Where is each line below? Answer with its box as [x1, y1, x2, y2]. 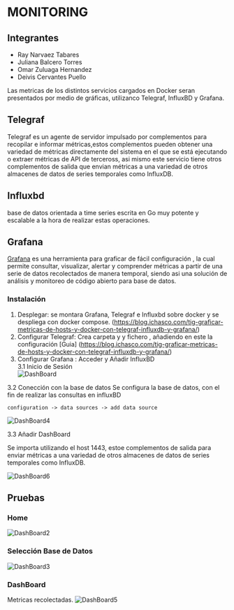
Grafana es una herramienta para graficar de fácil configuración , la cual [7, 254, 215, 263]
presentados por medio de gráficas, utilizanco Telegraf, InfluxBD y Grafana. [7, 94, 225, 102]
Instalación [7, 294, 46, 304]
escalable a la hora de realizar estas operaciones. [7, 216, 150, 224]
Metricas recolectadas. [7, 595, 74, 604]
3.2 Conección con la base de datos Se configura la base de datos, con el [7, 383, 220, 391]
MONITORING [7, 4, 89, 20]
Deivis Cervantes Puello [17, 73, 87, 81]
